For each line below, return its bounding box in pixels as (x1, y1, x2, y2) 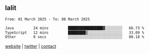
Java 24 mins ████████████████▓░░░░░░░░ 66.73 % (5, 25, 145, 31)
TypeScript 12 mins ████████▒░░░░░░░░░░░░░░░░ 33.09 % (5, 30, 145, 35)
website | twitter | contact (5, 43, 57, 49)
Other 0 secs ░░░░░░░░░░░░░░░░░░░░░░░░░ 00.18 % (5, 35, 145, 39)
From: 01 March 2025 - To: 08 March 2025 (5, 17, 90, 21)
